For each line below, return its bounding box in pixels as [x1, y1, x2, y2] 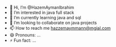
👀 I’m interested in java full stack [9, 10, 74, 15]
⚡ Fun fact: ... [9, 37, 36, 43]
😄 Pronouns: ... [9, 32, 41, 38]
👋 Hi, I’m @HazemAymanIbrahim [9, 5, 74, 10]
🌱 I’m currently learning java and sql [9, 15, 81, 20]
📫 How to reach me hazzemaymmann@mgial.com [9, 25, 111, 31]
